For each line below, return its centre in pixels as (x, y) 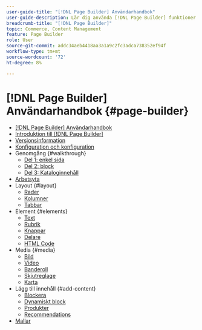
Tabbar (33, 205)
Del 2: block (39, 166)
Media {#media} (35, 250)
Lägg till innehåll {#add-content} (55, 289)
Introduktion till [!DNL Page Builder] (59, 134)
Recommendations (47, 315)
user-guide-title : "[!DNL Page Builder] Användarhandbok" (81, 12)
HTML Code (39, 244)
